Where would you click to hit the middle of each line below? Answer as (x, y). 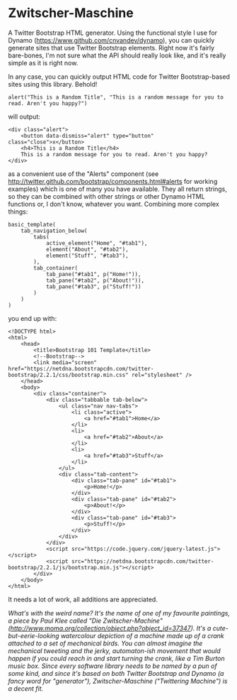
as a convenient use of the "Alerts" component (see (83, 174)
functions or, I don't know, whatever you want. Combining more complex (114, 204)
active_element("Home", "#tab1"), (97, 243)
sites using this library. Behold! (53, 84)
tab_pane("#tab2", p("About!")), (95, 280)
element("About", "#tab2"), (87, 249)
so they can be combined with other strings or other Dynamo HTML (106, 196)
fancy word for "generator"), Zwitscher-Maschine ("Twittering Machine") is (118, 681)
